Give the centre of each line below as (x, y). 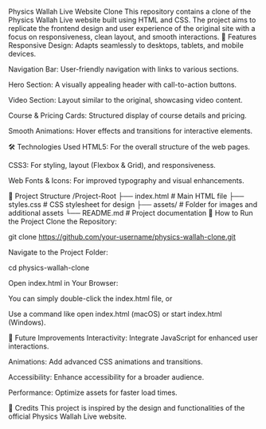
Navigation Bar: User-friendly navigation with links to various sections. (123, 69)
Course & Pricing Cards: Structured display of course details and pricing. (127, 115)
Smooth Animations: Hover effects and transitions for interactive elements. (131, 131)
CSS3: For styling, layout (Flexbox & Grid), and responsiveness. (112, 165)
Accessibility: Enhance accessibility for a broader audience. (106, 377)
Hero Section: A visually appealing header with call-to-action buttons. (123, 84)
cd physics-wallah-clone (49, 267)
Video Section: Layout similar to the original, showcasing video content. (125, 100)
